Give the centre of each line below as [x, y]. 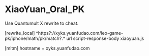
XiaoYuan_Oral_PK [45, 9]
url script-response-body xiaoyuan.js [105, 38]
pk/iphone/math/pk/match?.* [35, 38]
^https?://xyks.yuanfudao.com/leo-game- [79, 33]
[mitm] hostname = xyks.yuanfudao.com [47, 48]
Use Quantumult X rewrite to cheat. [42, 23]
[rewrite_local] [20, 33]
